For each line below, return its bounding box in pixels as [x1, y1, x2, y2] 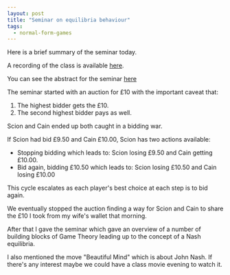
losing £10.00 [16, 170, 56, 179]
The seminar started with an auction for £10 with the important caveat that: [7, 88, 218, 96]
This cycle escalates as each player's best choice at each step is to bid [7, 184, 208, 192]
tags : [7, 23, 23, 30]
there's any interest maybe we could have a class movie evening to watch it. [7, 261, 223, 269]
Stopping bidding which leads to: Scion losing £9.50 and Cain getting [16, 148, 213, 157]
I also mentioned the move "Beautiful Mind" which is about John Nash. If [7, 253, 213, 261]
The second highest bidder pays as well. [16, 109, 132, 117]
